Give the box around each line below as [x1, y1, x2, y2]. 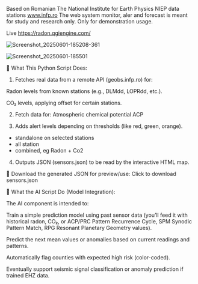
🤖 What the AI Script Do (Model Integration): [6, 189, 116, 195]
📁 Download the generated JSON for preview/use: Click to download [6, 171, 176, 177]
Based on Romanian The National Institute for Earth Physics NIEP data [6, 5, 179, 12]
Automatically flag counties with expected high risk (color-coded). [6, 254, 170, 261]
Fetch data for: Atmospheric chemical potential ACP [14, 111, 144, 118]
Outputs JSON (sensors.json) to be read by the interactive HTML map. [14, 159, 190, 166]
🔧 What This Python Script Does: [6, 64, 88, 71]
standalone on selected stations [14, 134, 94, 141]
